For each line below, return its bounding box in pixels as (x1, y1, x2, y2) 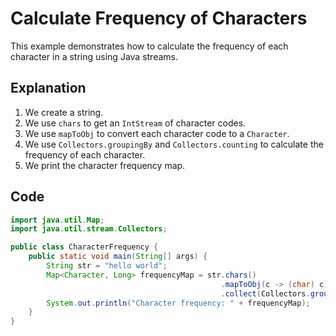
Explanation (10, 80, 87, 97)
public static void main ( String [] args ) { (28, 252, 208, 262)
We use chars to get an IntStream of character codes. (24, 117, 247, 129)
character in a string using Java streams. (10, 50, 178, 62)
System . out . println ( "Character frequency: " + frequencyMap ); (46, 298, 311, 308)
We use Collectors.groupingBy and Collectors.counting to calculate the (24, 138, 324, 150)
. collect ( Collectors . (220, 288, 311, 299)
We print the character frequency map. (24, 159, 186, 171)
